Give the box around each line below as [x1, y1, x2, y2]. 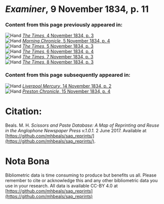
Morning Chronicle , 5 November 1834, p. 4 [22, 38, 110, 44]
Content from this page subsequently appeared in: [5, 71, 131, 78]
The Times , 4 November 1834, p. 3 [22, 32, 94, 38]
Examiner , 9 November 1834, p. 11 [5, 3, 149, 15]
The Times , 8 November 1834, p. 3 [22, 59, 94, 65]
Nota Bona [5, 156, 50, 167]
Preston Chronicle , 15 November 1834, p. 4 [22, 88, 111, 94]
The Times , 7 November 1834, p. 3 [22, 54, 93, 60]
